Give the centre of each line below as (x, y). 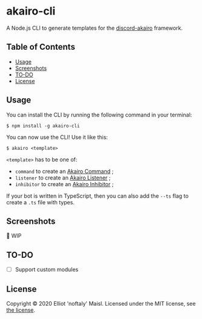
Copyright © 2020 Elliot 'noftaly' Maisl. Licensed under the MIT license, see (101, 304)
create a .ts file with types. (40, 202)
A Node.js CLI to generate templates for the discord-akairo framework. (95, 28)
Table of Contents (41, 47)
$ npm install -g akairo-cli (43, 126)
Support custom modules (47, 270)
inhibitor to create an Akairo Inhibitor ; (64, 184)
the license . (21, 310)
